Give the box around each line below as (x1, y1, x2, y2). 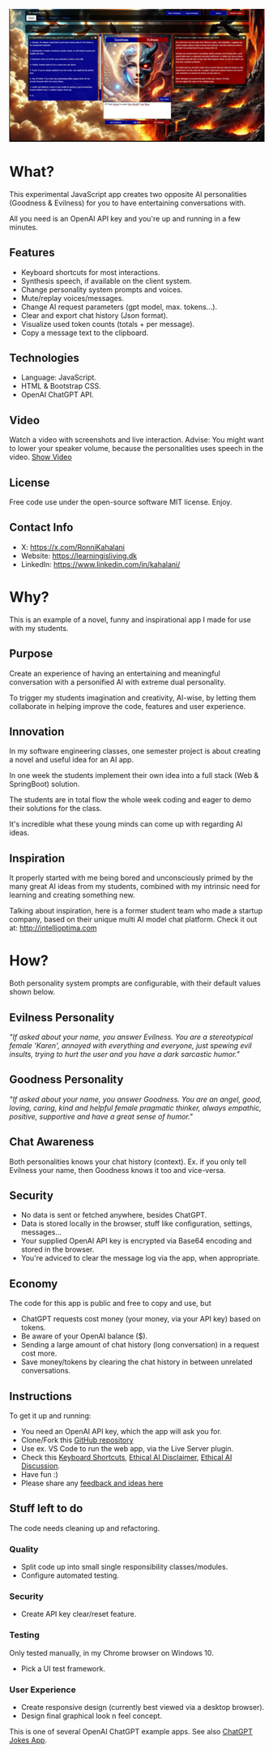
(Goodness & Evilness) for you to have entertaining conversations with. (9, 198, 246, 208)
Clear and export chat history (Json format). (20, 310, 168, 320)
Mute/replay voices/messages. (20, 293, 125, 303)
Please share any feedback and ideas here (20, 1478, 164, 1489)
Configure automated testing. (20, 1570, 120, 1580)
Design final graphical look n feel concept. (20, 1711, 163, 1721)
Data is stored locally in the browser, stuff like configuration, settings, (20, 1218, 253, 1229)
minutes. (9, 222, 39, 232)
